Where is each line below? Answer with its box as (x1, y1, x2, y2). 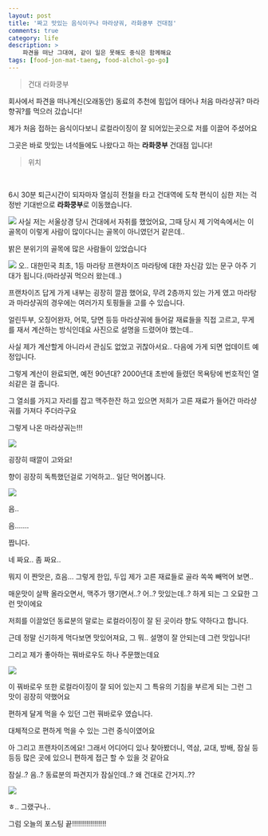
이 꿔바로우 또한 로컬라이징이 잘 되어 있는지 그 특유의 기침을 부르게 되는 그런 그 (8, 682, 253, 691)
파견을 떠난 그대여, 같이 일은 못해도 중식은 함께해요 (22, 49, 171, 57)
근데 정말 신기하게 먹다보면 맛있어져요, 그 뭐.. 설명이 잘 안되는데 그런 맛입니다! (8, 633, 250, 642)
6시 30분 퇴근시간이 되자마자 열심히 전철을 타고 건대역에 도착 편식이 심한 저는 (8, 190, 249, 199)
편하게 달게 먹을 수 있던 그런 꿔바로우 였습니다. (8, 709, 153, 718)
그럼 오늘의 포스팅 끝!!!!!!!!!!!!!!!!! (8, 818, 107, 828)
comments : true (8, 26, 59, 34)
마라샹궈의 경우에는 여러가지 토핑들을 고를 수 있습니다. (16, 298, 185, 307)
